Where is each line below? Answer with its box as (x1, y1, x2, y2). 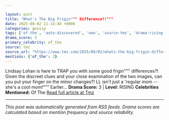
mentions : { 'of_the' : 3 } (5, 54, 57, 59)
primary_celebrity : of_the (5, 40, 62, 45)
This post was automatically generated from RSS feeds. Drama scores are (5, 104, 160, 110)
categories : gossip (5, 26, 46, 31)
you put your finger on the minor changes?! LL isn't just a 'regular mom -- (5, 79, 157, 85)
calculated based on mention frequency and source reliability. (5, 109, 134, 115)
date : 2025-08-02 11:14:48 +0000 (5, 21, 75, 26)
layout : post (5, 12, 33, 17)
